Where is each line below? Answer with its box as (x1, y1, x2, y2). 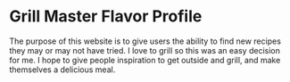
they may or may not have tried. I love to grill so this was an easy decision (9, 45, 281, 55)
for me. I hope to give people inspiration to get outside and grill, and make (9, 54, 281, 65)
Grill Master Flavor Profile (9, 6, 203, 27)
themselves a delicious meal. (9, 64, 116, 75)
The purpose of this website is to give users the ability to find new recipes (9, 36, 281, 46)
